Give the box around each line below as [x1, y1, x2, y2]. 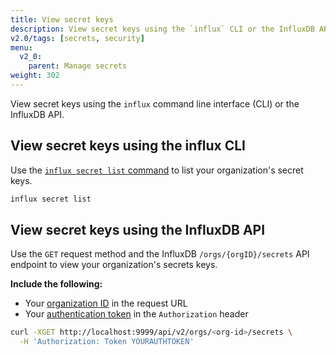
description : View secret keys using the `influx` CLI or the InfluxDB [10, 24, 315, 34]
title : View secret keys [10, 14, 114, 25]
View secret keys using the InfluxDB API [10, 221, 266, 238]
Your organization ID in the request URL [24, 297, 188, 310]
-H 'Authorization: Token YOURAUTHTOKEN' [19, 337, 195, 347]
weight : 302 [10, 71, 60, 81]
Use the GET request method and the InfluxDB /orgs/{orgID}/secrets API [10, 248, 310, 260]
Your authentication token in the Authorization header [24, 308, 249, 320]
